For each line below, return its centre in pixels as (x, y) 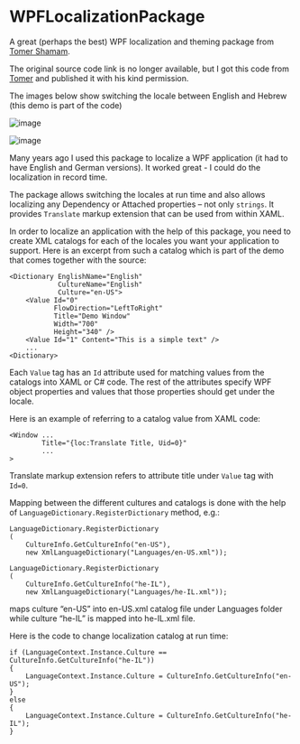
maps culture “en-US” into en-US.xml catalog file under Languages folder (146, 609)
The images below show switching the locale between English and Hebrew (148, 96)
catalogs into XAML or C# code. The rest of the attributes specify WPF (141, 382)
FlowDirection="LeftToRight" (109, 308)
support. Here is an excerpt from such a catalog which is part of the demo (147, 250)
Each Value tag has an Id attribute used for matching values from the (137, 372)
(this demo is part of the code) (66, 105)
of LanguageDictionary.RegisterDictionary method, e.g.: (115, 512)
